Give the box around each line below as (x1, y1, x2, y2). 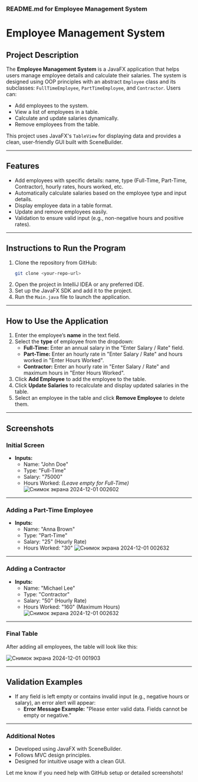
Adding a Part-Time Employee (6, 506, 93, 514)
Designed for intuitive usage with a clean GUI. (14, 757, 126, 765)
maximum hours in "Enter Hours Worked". (23, 369, 125, 376)
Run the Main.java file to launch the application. (14, 294, 131, 301)
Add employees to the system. (14, 102, 89, 109)
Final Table (6, 630, 38, 638)
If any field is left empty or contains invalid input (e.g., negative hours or (14, 692, 190, 700)
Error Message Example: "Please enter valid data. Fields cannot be (23, 705, 187, 712)
